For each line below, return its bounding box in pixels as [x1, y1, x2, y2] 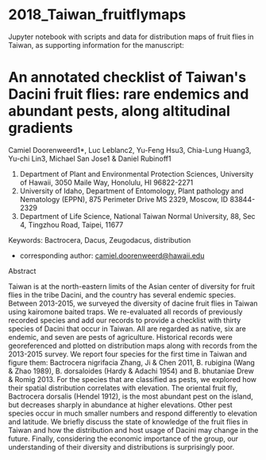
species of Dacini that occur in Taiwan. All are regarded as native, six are [8, 324, 246, 333]
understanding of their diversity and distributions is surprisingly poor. [8, 442, 235, 451]
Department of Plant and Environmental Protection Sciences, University [19, 169, 254, 178]
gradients [8, 119, 74, 137]
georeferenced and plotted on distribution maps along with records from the [8, 341, 258, 350]
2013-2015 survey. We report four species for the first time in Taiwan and [8, 349, 248, 359]
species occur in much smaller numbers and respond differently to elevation [8, 408, 258, 418]
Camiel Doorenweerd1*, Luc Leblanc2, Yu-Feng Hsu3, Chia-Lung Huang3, [8, 145, 252, 154]
